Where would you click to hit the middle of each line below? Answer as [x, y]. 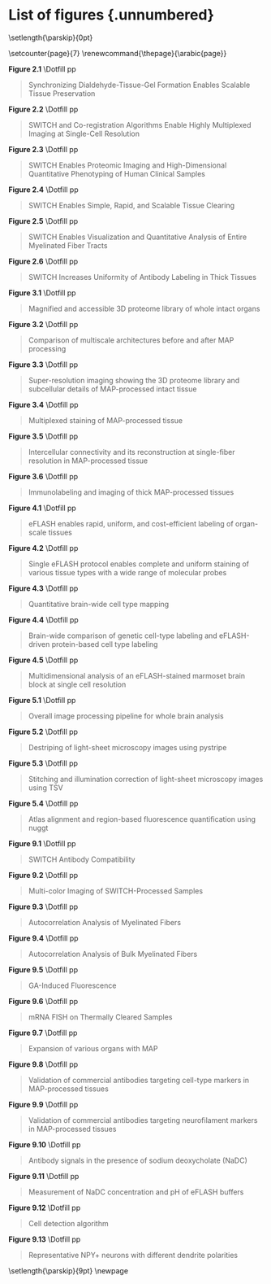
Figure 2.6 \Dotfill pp [43, 261]
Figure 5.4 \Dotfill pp [43, 803]
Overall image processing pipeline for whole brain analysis [126, 716]
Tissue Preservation [62, 93]
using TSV [45, 788]
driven [39, 644]
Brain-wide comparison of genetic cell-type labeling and [123, 635]
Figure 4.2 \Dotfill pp [43, 548]
